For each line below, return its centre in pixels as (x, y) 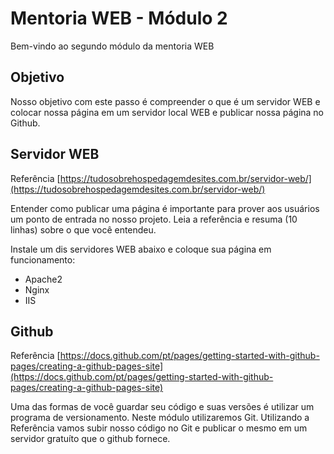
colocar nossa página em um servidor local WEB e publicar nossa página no (167, 112)
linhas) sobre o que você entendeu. (83, 229)
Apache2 (43, 279)
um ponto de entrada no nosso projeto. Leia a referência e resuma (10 (154, 219)
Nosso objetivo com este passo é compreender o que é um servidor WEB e (165, 101)
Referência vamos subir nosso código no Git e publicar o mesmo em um (159, 428)
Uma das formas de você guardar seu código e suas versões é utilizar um (162, 407)
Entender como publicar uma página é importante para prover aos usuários (165, 208)
